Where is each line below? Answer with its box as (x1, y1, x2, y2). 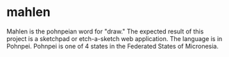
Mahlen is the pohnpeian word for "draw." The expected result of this (6, 27, 204, 35)
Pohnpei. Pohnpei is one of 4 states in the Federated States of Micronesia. (6, 42, 219, 50)
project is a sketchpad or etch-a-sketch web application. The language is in (6, 34, 223, 42)
